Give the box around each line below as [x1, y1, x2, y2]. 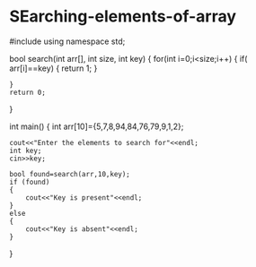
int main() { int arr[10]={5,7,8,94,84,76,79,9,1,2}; [9, 121, 184, 132]
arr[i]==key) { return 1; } [9, 63, 98, 73]
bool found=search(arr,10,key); [9, 169, 130, 178]
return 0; [9, 88, 47, 97]
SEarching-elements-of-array [9, 6, 236, 27]
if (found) [9, 177, 50, 186]
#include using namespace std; [9, 36, 126, 47]
